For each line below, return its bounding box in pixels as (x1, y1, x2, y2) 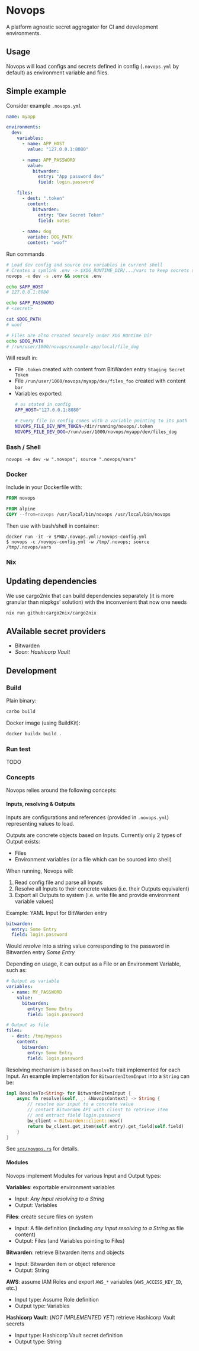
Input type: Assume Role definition (14, 1296, 99, 1303)
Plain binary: (6, 697, 37, 704)
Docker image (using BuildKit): (6, 719, 81, 726)
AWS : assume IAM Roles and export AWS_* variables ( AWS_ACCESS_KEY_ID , (6, 1278, 182, 1285)
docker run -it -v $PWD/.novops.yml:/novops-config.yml (6, 534, 147, 540)
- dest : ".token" (21, 196, 65, 202)
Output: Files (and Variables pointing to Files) (14, 1237, 125, 1244)
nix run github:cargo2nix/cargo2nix (6, 610, 97, 616)
